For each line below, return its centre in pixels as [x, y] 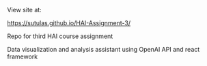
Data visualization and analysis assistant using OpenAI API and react [104, 49]
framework [23, 56]
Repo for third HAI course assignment [60, 36]
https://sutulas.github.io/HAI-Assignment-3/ [69, 23]
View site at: [25, 10]
